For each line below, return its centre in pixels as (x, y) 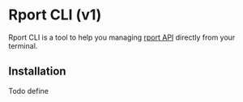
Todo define (28, 91)
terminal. (23, 45)
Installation (37, 72)
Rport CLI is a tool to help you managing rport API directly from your (122, 37)
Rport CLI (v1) (55, 15)
